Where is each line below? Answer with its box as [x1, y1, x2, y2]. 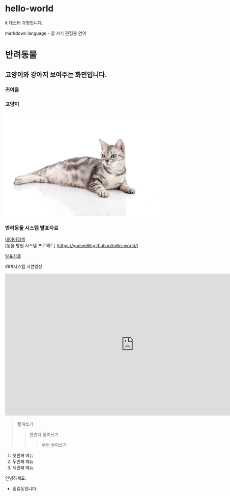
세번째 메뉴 [12, 465, 34, 471]
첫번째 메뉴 [12, 453, 34, 459]
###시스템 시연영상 [5, 263, 43, 269]
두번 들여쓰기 [41, 442, 67, 448]
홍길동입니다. [12, 486, 38, 492]
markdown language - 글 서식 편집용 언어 [5, 30, 86, 36]
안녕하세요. [5, 475, 27, 481]
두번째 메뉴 [12, 459, 34, 465]
